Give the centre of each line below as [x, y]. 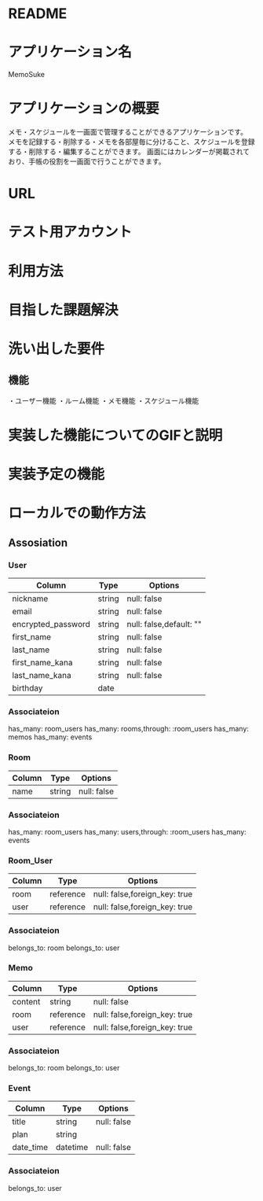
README [38, 14]
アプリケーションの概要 [84, 109]
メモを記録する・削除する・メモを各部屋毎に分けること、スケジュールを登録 [131, 142]
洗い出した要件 [57, 349]
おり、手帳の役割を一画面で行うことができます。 [87, 161]
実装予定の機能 [57, 475]
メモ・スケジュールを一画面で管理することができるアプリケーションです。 [128, 132]
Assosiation [38, 542]
